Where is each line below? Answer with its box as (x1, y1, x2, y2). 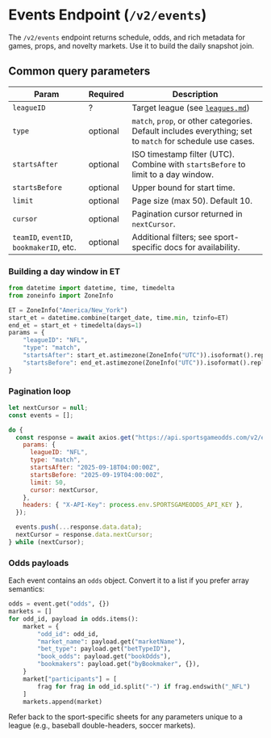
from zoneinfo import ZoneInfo (8, 291, 114, 300)
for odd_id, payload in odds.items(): (8, 614, 139, 623)
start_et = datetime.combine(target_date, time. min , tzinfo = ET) (8, 314, 229, 322)
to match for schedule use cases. (131, 135, 255, 146)
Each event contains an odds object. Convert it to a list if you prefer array (8, 576, 250, 585)
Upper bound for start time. (131, 182, 236, 193)
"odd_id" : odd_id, (37, 630, 99, 638)
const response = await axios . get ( (15, 433, 135, 441)
